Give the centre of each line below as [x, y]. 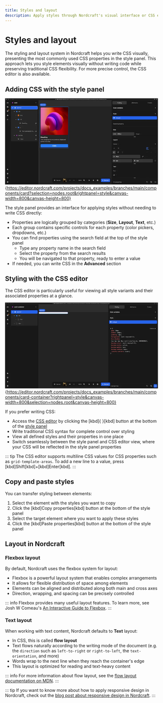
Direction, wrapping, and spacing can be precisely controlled [73, 593]
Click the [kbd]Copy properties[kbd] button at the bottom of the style [81, 508]
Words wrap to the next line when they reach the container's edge [78, 661]
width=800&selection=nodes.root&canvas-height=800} [61, 402]
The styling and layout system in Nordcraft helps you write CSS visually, [77, 53]
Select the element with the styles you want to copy [64, 503]
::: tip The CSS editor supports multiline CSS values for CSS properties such [81, 456]
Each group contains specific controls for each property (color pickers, [83, 227]
